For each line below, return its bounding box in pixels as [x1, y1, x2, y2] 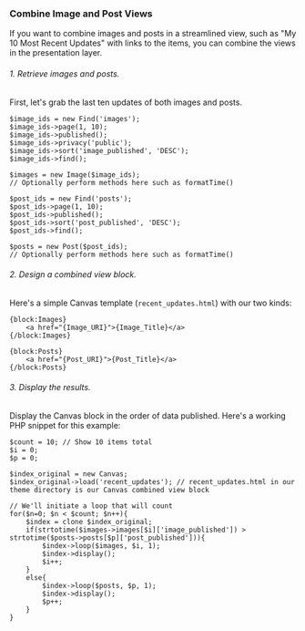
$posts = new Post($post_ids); [9, 242, 128, 251]
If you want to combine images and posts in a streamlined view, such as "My [9, 28, 297, 39]
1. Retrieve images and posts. [9, 67, 120, 79]
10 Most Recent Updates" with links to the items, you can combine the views [9, 37, 296, 48]
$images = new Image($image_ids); [9, 170, 141, 180]
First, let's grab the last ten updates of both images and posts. [9, 97, 243, 108]
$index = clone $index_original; [25, 517, 153, 526]
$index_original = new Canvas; [9, 469, 128, 479]
